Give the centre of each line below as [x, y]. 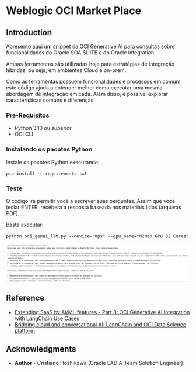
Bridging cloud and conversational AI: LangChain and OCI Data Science [100, 324]
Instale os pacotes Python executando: [53, 162]
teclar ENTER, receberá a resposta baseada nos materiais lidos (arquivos [94, 207]
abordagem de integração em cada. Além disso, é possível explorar [87, 94]
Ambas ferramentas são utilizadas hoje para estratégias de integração [90, 64]
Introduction [29, 32]
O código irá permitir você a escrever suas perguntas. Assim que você [91, 201]
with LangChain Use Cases [47, 318]
